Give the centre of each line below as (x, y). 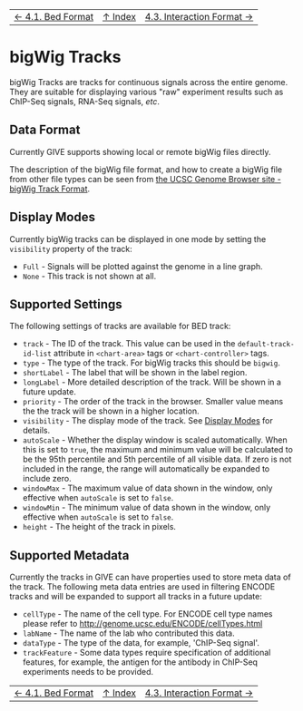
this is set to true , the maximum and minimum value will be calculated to (157, 450)
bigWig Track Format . (50, 189)
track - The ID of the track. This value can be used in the (129, 344)
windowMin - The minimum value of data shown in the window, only (147, 508)
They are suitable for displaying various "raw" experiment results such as (147, 92)
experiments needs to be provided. (88, 672)
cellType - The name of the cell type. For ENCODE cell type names (147, 614)
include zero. (47, 479)
